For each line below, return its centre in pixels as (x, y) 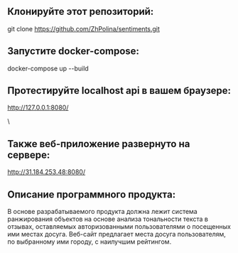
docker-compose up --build (48, 68)
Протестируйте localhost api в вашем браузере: (119, 91)
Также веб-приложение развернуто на (99, 144)
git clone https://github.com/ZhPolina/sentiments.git (83, 28)
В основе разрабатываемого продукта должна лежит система (102, 212)
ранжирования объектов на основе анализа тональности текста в (108, 219)
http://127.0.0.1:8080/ (38, 108)
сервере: (29, 155)
